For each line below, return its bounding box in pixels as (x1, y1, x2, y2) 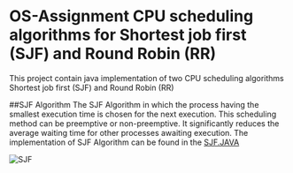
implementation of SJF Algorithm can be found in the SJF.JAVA (9, 137, 240, 147)
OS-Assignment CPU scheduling (9, 6, 254, 26)
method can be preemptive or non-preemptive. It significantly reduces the (9, 117, 280, 129)
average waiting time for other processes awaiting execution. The (9, 127, 249, 138)
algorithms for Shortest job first (9, 25, 247, 45)
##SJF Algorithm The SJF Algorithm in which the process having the (9, 99, 259, 109)
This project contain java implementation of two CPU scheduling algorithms (9, 72, 285, 83)
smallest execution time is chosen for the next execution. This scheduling (9, 109, 277, 119)
